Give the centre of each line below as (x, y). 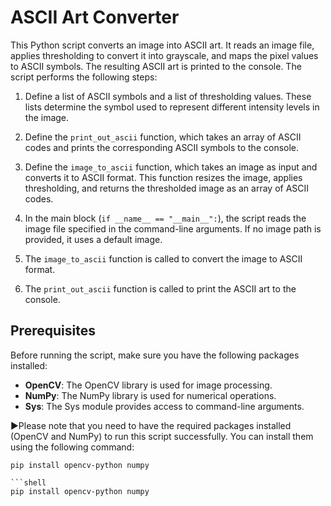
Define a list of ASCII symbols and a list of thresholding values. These (168, 96)
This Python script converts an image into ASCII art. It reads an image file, (162, 45)
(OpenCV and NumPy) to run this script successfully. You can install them (162, 436)
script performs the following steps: (84, 77)
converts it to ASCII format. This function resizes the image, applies (163, 177)
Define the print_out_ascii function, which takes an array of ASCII (163, 137)
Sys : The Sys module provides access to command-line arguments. (164, 406)
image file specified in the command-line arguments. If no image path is (173, 228)
